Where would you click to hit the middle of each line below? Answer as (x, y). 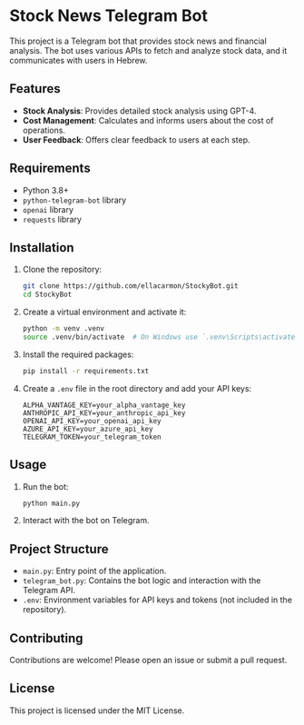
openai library (48, 209)
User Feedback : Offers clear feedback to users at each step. (137, 139)
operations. (44, 130)
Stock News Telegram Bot (109, 16)
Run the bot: (45, 486)
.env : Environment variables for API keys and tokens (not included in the (157, 600)
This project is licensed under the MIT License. (97, 710)
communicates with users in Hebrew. (78, 60)
